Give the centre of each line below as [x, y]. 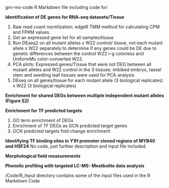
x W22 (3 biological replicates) [44, 86]
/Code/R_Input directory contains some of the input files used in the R [78, 175]
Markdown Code [23, 181]
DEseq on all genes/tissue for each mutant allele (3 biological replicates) [88, 80]
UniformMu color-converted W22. [48, 59]
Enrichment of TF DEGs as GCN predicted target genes [70, 126]
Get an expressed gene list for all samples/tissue [63, 38]
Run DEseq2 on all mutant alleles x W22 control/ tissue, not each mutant [88, 43]
